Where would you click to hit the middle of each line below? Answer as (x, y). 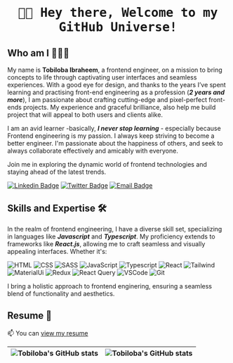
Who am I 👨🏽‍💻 (39, 53)
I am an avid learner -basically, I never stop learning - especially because (114, 128)
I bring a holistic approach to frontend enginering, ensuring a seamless (110, 286)
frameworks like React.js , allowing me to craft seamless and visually (106, 243)
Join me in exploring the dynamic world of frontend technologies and (107, 164)
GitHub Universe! (118, 27)
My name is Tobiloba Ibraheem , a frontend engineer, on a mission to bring (115, 70)
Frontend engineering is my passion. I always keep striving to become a (111, 136)
